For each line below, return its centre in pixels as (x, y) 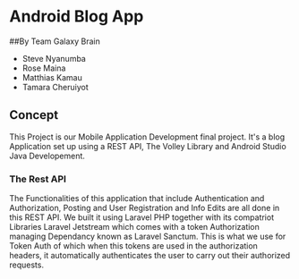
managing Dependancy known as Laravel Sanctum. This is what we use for (148, 237)
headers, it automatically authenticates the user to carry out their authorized (150, 256)
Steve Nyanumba (54, 58)
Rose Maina (44, 68)
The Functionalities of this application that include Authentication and (137, 199)
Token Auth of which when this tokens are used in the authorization (133, 246)
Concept (34, 115)
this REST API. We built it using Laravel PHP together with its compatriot (142, 217)
